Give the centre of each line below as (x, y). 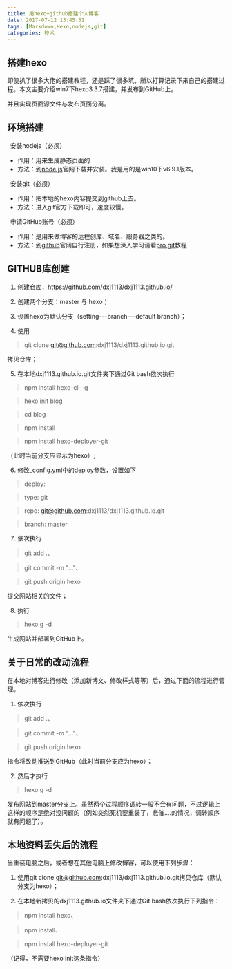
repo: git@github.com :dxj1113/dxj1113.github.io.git (94, 510)
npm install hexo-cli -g (56, 387)
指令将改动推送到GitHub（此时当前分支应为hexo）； (80, 761)
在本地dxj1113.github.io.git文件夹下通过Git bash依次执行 (96, 373)
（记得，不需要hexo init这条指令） (56, 959)
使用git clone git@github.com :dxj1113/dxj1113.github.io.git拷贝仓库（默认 (119, 878)
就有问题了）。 (27, 821)
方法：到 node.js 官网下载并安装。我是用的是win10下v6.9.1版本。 (107, 169)
